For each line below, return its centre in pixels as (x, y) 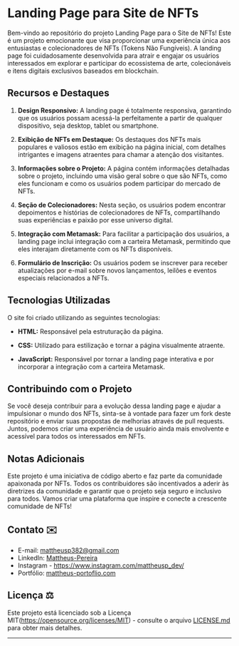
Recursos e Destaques (58, 93)
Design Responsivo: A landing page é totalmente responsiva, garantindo (124, 110)
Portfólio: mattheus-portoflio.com (67, 573)
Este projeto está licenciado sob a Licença (69, 612)
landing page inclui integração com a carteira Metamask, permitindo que (124, 241)
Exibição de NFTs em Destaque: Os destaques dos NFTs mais (109, 139)
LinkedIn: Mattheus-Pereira (58, 558)
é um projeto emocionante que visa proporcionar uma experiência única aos (119, 40)
